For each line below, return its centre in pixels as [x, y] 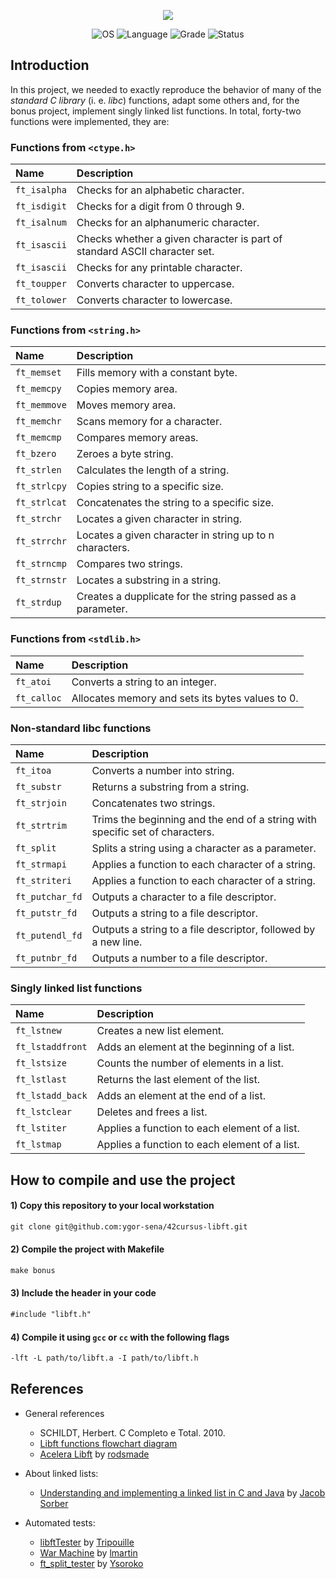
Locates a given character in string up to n [175, 535]
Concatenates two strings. [153, 803]
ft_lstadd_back [51, 1096]
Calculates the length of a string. [153, 470]
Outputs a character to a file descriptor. [184, 897]
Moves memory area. [126, 405]
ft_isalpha [41, 190]
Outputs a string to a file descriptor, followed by [203, 929]
